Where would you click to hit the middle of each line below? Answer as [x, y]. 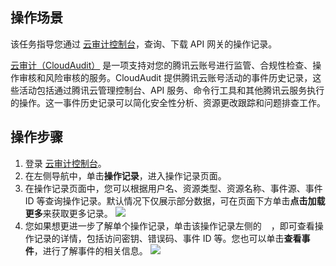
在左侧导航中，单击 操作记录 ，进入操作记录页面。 [125, 175]
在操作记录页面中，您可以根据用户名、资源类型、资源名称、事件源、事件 [173, 188]
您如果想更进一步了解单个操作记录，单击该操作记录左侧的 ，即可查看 [169, 225]
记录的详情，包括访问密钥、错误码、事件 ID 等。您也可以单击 [159, 238]
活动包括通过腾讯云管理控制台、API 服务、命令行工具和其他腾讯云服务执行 [171, 90]
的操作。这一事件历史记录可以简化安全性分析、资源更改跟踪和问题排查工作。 [168, 102]
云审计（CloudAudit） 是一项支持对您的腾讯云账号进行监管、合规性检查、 [161, 65]
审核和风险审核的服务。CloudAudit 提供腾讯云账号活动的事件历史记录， [165, 77]
